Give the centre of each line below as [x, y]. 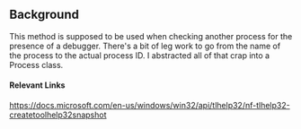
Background [44, 15]
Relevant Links [37, 85]
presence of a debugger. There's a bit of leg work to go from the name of [145, 46]
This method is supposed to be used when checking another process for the [151, 36]
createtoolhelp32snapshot [58, 115]
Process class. [36, 64]
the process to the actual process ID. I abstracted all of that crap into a [140, 55]
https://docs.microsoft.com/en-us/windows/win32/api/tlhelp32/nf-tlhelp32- [150, 106]
